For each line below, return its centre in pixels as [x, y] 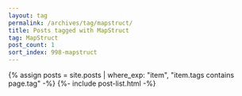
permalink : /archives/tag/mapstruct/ [71, 23]
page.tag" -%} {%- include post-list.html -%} [82, 83]
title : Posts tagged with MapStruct [69, 30]
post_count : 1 [32, 45]
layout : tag [28, 15]
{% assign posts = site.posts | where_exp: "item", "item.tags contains [121, 75]
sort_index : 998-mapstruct [53, 52]
